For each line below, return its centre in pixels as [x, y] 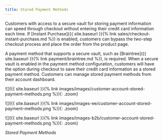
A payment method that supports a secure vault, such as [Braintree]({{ [76, 53]
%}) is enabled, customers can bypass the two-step [100, 39]
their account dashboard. [30, 79]
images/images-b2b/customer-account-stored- [107, 118]
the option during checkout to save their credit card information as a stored [80, 69]
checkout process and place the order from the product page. [67, 44]
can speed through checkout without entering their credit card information [80, 28]
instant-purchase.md [26, 39]
